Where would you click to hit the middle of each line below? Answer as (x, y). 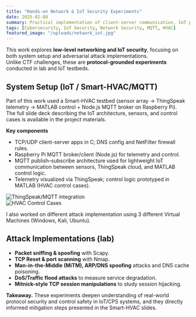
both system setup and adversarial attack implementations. (77, 56)
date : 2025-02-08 (27, 17)
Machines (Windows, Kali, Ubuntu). (48, 220)
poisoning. (27, 271)
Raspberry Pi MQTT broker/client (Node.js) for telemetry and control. (97, 154)
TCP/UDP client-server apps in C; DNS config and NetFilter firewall (95, 142)
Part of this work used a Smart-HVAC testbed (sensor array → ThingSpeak (96, 100)
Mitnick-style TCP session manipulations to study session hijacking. (98, 284)
